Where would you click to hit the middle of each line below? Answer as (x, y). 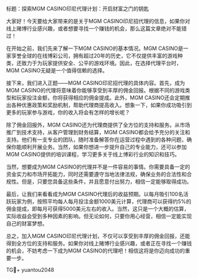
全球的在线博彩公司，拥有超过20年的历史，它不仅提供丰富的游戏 (100, 56)
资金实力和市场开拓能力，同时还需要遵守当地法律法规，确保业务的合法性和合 (99, 174)
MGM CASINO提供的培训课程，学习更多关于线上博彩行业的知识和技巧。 (93, 154)
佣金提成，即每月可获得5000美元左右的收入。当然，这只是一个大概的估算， (98, 209)
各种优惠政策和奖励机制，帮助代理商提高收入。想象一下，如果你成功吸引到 (101, 105)
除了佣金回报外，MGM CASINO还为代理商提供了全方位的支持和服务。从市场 (98, 125)
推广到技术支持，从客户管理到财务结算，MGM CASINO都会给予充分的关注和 (98, 132)
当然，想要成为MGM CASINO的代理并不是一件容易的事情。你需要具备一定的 (98, 167)
